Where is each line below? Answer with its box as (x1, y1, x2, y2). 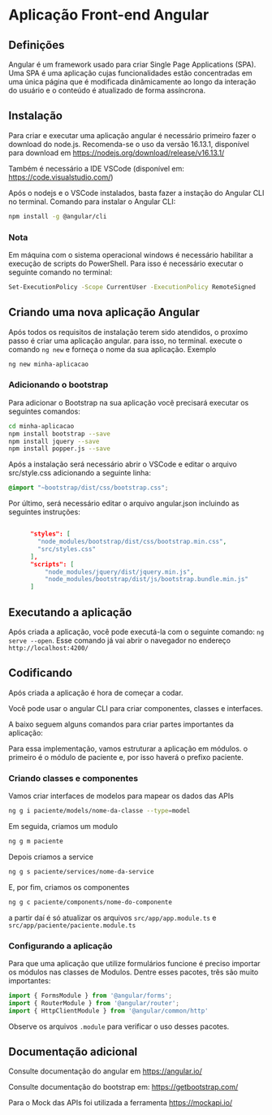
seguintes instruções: (8, 507, 81, 517)
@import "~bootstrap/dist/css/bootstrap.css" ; (8, 484, 169, 492)
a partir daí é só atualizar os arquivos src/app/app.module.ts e (8, 913, 217, 922)
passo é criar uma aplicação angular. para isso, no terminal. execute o (8, 336, 243, 345)
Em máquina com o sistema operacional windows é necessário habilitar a (8, 249, 253, 259)
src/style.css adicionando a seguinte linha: (8, 468, 152, 478)
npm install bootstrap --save (8, 429, 111, 438)
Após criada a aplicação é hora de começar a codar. (8, 688, 183, 697)
